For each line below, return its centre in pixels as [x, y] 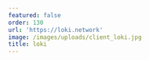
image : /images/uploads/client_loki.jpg [75, 37]
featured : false [35, 15]
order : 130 [26, 23]
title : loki [27, 44]
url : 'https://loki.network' [56, 30]
